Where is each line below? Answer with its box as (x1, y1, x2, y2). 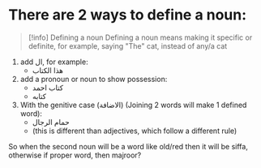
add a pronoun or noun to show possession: (19, 74, 168, 84)
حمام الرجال (32, 117, 71, 127)
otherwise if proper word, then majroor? (8, 150, 142, 160)
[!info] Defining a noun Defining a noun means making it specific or (28, 32, 253, 42)
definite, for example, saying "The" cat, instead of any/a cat (28, 41, 228, 50)
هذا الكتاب (32, 65, 63, 75)
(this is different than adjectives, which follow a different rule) (32, 126, 237, 136)
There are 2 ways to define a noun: (8, 6, 247, 24)
